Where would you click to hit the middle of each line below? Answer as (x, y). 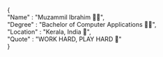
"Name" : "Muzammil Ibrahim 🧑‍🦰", (56, 17)
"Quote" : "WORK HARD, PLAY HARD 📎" (64, 39)
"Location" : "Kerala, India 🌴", (49, 32)
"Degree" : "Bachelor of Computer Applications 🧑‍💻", (82, 24)
